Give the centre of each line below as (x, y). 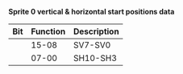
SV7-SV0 (92, 45)
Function (48, 31)
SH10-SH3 (95, 58)
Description (96, 31)
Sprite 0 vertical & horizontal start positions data (91, 12)
